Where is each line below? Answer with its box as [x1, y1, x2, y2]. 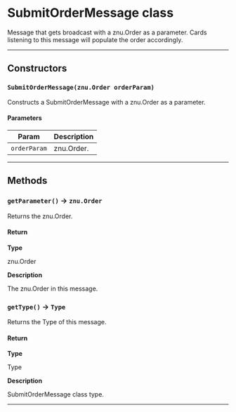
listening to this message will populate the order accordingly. [7, 35, 183, 44]
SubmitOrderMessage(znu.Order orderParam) [7, 84, 155, 92]
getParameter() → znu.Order [7, 196, 103, 206]
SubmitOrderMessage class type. [7, 390, 104, 399]
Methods [7, 175, 48, 187]
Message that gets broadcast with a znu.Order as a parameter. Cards [7, 28, 207, 36]
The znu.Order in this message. [7, 284, 98, 293]
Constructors [7, 62, 67, 74]
